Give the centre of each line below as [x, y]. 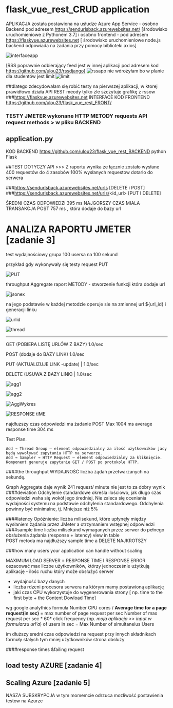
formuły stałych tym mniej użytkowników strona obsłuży [65, 639]
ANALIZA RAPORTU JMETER [69, 229]
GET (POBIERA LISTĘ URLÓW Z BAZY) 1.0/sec [55, 344]
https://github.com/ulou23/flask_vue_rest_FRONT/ [59, 102]
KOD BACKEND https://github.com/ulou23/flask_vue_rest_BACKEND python [86, 151]
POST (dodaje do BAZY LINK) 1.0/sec [45, 354]
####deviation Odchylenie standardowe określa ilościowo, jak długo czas [84, 492]
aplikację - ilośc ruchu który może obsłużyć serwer [60, 571]
